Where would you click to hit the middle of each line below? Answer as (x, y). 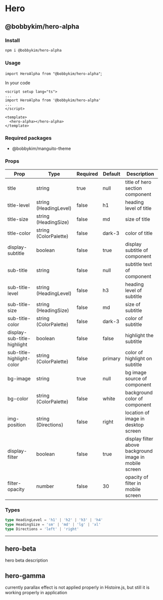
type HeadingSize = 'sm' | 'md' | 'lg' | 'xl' (53, 524)
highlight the (139, 335)
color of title (139, 233)
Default (111, 174)
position (16, 425)
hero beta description (27, 561)
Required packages (28, 138)
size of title (138, 219)
